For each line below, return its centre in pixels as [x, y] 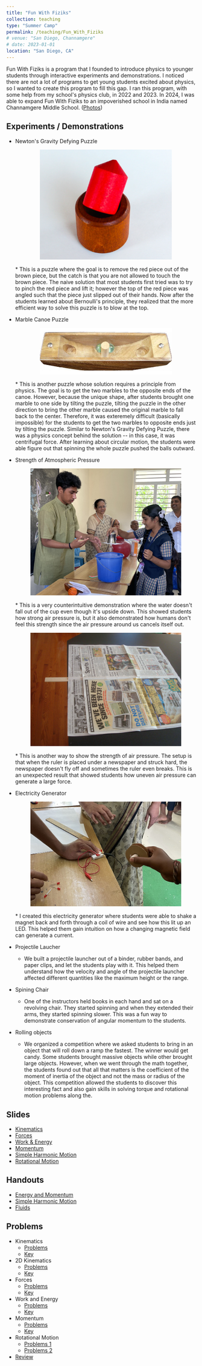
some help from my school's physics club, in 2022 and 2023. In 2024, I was [100, 94]
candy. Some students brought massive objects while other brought [108, 1057]
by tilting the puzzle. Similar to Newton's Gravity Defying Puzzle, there [102, 429]
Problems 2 [38, 1350]
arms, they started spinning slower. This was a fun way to [96, 1014]
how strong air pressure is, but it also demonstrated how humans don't [103, 618]
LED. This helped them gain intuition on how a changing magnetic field [103, 929]
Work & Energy [33, 1142]
